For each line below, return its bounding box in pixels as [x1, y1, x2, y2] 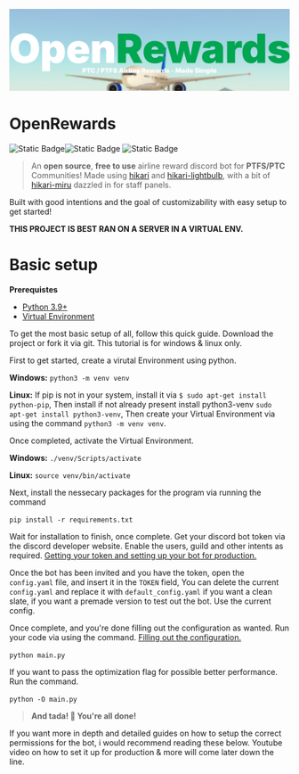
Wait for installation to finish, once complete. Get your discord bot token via [9, 531, 286, 541]
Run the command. [9, 676, 79, 687]
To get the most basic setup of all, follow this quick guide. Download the [9, 328, 274, 339]
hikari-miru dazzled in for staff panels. [30, 179, 172, 190]
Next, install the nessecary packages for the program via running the [9, 487, 262, 498]
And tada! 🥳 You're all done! [30, 710, 136, 721]
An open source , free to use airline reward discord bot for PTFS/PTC [30, 161, 286, 171]
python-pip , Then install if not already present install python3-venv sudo [9, 399, 272, 409]
